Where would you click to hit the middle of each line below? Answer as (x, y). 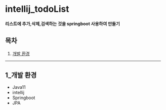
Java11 (19, 87)
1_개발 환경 (21, 75)
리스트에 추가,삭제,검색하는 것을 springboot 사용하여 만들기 (62, 24)
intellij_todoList (37, 9)
